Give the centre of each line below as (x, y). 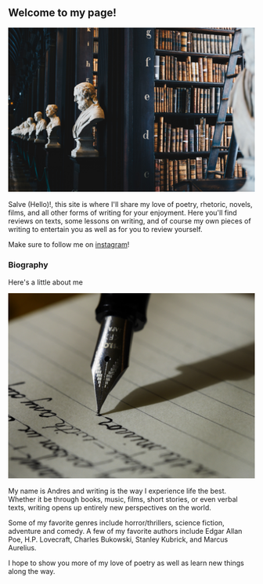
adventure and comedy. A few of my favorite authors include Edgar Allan (125, 531)
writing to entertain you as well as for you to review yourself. (105, 230)
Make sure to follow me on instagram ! (69, 245)
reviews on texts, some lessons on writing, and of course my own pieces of (130, 221)
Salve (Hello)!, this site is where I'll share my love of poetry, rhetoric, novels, (130, 205)
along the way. (32, 571)
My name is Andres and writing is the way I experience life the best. (117, 491)
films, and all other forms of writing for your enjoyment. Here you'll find (122, 213)
